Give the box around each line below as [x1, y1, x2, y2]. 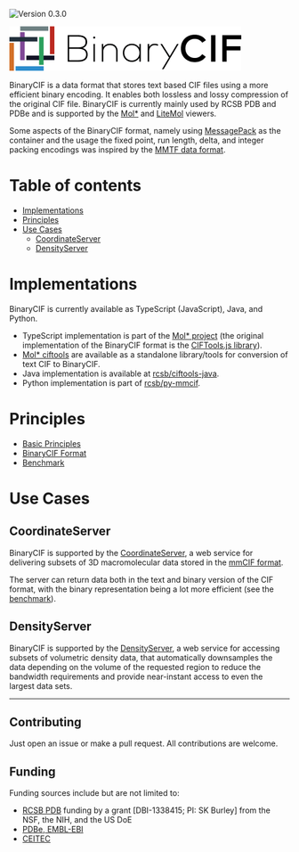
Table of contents [9, 176, 142, 196]
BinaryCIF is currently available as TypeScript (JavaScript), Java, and [9, 303, 263, 314]
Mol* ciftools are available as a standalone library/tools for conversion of [21, 348, 288, 360]
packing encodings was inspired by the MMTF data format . [9, 144, 226, 155]
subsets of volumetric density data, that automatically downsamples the [9, 651, 273, 663]
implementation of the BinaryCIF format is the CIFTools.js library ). [21, 340, 263, 350]
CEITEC [21, 833, 51, 844]
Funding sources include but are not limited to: [9, 788, 180, 799]
